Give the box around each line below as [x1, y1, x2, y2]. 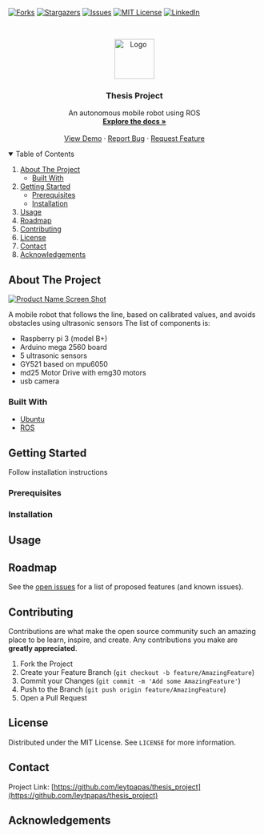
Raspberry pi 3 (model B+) [19, 334, 108, 343]
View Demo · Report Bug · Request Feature [63, 134, 206, 143]
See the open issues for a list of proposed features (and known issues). [8, 582, 244, 592]
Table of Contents [15, 149, 74, 159]
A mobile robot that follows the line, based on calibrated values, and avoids [8, 310, 256, 319]
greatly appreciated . [8, 644, 78, 653]
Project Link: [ [8, 781, 54, 792]
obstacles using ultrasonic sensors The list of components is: [8, 319, 210, 328]
